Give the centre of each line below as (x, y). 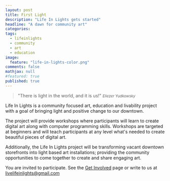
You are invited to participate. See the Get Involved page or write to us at (81, 167)
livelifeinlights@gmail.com (32, 173)
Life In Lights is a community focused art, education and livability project (81, 106)
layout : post (19, 10)
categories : (18, 29)
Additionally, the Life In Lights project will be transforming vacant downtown (84, 147)
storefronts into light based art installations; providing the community (77, 152)
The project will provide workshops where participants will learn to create (82, 121)
